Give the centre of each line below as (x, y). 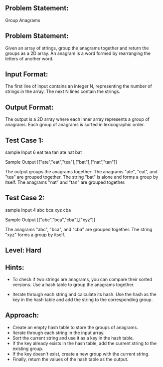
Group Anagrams (23, 20)
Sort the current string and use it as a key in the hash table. (73, 338)
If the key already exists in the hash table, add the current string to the (84, 343)
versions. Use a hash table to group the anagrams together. (73, 285)
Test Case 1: (24, 140)
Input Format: (27, 74)
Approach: (22, 315)
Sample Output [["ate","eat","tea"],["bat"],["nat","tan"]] (61, 162)
